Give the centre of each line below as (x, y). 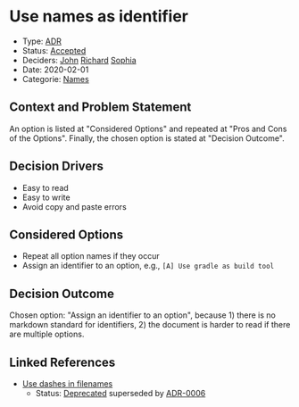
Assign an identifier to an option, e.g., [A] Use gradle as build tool (148, 266)
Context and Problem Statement (100, 108)
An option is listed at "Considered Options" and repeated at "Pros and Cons (148, 129)
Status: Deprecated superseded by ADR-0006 (120, 393)
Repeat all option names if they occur (91, 256)
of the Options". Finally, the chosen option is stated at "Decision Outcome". (147, 138)
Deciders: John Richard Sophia (79, 60)
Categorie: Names (55, 79)
